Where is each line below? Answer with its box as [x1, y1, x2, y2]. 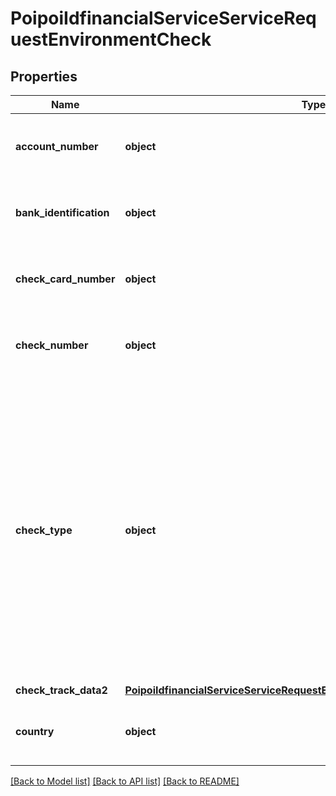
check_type [15, 523, 73, 537]
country [15, 725, 55, 738]
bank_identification [15, 206, 110, 219]
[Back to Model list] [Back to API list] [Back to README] [10, 775, 240, 787]
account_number [15, 140, 99, 153]
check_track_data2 [15, 683, 108, 697]
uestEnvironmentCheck [10, 28, 212, 51]
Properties [10, 68, 78, 85]
